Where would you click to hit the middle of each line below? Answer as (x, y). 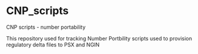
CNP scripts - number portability (46, 27)
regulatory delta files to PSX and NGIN (53, 45)
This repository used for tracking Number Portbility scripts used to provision (99, 38)
